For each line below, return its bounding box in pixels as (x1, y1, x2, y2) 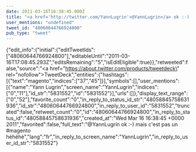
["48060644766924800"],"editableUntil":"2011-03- (6, 53, 130, 60)
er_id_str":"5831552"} (6, 140, 59, 147)
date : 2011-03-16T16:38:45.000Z (6, 8, 85, 15)
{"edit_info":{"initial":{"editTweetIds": (6, 46, 95, 53)
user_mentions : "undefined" (6, 19, 75, 25)
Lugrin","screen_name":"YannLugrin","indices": (45, 84, 159, 91)
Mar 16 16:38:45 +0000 (128, 115, 184, 122)
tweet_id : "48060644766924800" (6, 25, 82, 31)
